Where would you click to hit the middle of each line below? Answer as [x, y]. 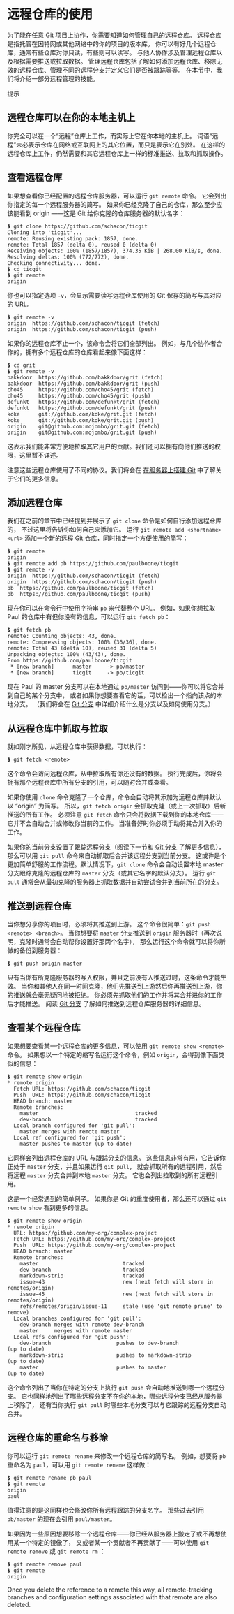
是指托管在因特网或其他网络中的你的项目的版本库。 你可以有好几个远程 [109, 43]
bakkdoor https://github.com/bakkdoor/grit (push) [84, 384]
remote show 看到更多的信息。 [50, 1207]
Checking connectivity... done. [54, 263]
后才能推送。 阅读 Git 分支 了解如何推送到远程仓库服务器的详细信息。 [106, 1004]
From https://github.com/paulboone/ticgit [70, 661]
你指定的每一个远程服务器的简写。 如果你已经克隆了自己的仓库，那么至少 [112, 204]
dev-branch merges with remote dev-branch [82, 1325]
